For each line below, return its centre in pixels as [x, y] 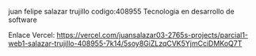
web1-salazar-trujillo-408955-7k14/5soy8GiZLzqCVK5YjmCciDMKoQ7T [125, 43]
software [23, 20]
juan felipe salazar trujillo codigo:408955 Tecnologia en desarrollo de [122, 11]
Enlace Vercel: [32, 35]
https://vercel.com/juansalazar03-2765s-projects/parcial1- [152, 35]
